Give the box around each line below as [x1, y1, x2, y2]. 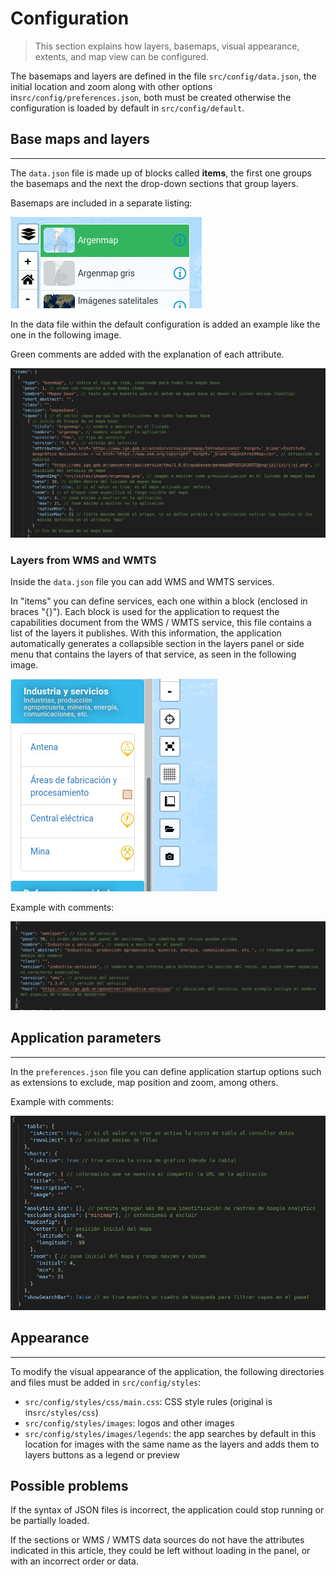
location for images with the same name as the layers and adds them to [24, 1438, 320, 1450]
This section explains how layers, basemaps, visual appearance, [34, 40, 300, 52]
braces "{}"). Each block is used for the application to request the [10, 606, 280, 618]
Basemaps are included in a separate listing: [10, 197, 193, 209]
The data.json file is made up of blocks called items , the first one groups [10, 167, 312, 179]
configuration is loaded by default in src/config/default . [10, 102, 245, 114]
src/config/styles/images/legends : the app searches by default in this [24, 1427, 317, 1439]
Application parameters [10, 1030, 162, 1047]
